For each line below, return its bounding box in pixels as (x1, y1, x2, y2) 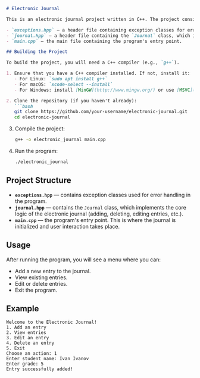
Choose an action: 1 (6, 351, 58, 357)
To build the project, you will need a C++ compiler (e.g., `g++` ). (6, 60, 180, 65)
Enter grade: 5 (6, 361, 44, 367)
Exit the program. (14, 286, 58, 293)
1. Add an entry (6, 324, 46, 330)
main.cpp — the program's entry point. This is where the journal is (14, 216, 176, 223)
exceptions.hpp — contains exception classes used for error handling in (14, 191, 191, 198)
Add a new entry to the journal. (14, 267, 91, 274)
